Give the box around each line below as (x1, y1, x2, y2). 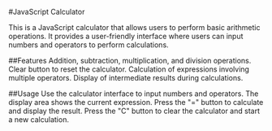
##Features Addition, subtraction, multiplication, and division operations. (8, 56, 252, 65)
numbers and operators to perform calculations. (8, 40, 169, 50)
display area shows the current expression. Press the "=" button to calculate (8, 98, 264, 107)
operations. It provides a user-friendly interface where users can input (8, 32, 244, 41)
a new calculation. (8, 115, 69, 124)
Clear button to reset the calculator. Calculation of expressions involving (8, 64, 250, 74)
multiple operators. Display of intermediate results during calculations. (8, 73, 244, 82)
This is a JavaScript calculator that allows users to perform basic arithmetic (8, 23, 261, 32)
